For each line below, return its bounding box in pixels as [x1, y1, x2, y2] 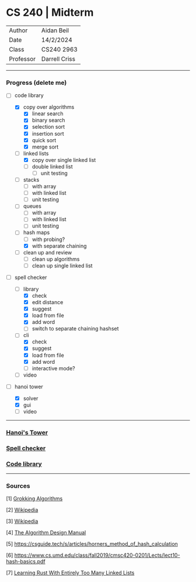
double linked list [32, 163, 73, 170]
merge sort [32, 143, 59, 150]
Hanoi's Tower [6, 428, 48, 436]
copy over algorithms [23, 104, 75, 111]
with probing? [32, 236, 65, 243]
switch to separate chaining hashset [32, 325, 119, 332]
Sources [6, 482, 30, 490]
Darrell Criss [41, 54, 76, 63]
